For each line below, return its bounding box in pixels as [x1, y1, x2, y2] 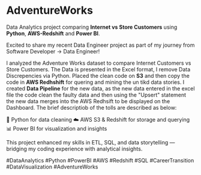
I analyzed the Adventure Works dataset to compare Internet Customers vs [6, 59, 191, 67]
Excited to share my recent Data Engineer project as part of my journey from [6, 41, 195, 49]
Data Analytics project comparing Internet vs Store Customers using [6, 23, 178, 31]
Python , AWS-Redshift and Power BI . [6, 29, 100, 37]
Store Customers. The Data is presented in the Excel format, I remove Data [6, 65, 191, 73]
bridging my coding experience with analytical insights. [6, 145, 143, 152]
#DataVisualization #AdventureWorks [6, 163, 98, 170]
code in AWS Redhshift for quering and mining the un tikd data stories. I [6, 79, 185, 86]
